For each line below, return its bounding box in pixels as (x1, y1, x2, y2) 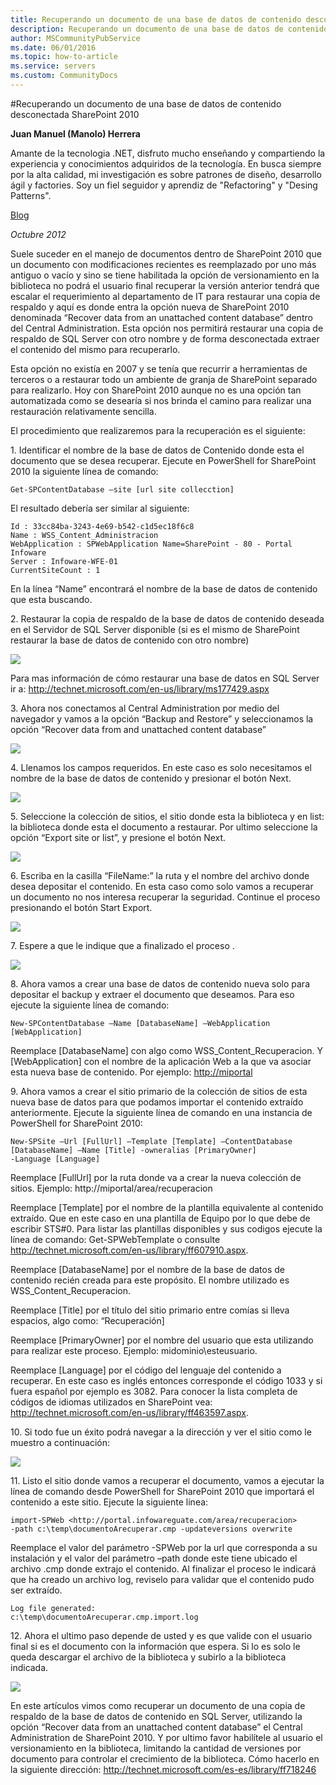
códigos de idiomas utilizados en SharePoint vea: (10, 1396, 213, 1408)
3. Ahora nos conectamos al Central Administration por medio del (10, 702, 280, 714)
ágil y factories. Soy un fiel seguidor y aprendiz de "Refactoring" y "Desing (10, 179, 318, 191)
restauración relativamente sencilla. (10, 405, 157, 417)
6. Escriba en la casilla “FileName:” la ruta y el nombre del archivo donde (10, 869, 310, 881)
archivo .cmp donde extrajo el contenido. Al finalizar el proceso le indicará (10, 1562, 317, 1575)
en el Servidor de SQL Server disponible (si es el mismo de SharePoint (10, 623, 300, 635)
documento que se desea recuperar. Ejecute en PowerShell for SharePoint (10, 454, 317, 466)
